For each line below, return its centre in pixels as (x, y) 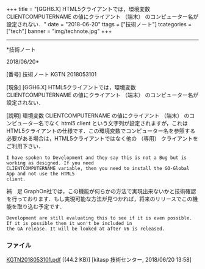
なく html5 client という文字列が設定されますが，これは (118, 123)
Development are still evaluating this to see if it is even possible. (99, 218)
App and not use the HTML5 (41, 174)
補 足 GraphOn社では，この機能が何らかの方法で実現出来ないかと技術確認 (101, 191)
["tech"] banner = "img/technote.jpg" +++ (59, 31)
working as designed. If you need (50, 163)
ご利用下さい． (25, 146)
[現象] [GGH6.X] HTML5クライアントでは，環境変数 (71, 87)
